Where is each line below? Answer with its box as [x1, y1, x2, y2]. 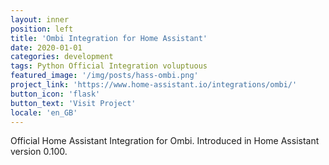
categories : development [10, 52, 114, 62]
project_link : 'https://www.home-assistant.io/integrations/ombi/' [10, 80, 298, 90]
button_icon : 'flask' [10, 89, 101, 99]
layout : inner [10, 14, 70, 25]
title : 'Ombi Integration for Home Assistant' [10, 33, 208, 43]
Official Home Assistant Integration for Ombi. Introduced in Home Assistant [10, 135, 320, 147]
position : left [10, 24, 74, 34]
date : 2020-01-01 [10, 42, 83, 53]
